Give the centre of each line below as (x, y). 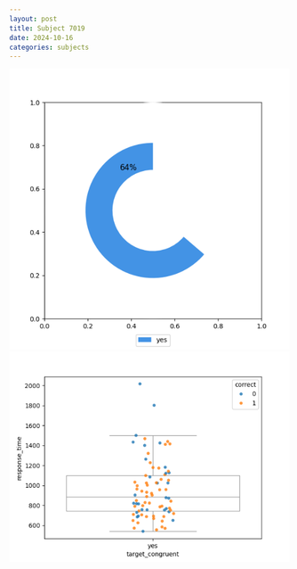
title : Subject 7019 (48, 28)
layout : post (33, 19)
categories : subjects (49, 47)
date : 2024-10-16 (41, 37)
